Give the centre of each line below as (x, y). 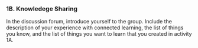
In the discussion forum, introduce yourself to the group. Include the (89, 22)
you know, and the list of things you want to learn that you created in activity (99, 34)
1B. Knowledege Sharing (42, 9)
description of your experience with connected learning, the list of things (95, 28)
